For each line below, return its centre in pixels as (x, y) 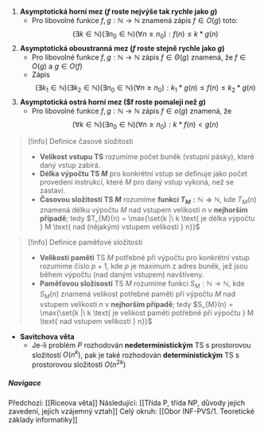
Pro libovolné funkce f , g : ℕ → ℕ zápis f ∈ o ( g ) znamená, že (132, 111)
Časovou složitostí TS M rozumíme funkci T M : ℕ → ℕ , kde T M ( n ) (148, 200)
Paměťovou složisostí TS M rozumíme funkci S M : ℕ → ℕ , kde (142, 284)
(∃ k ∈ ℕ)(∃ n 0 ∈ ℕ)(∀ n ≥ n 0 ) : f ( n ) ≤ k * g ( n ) (146, 35)
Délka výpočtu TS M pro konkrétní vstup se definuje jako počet (144, 173)
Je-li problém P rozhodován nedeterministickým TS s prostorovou (142, 344)
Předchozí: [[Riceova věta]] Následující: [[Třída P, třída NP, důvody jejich (127, 403)
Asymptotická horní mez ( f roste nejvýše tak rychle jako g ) (118, 12)
